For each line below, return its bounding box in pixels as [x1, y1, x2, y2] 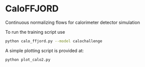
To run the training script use [5, 29, 65, 35]
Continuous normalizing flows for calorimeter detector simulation [5, 19, 140, 25]
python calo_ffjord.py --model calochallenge [5, 38, 102, 44]
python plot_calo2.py [5, 57, 51, 62]
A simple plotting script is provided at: [5, 48, 84, 54]
